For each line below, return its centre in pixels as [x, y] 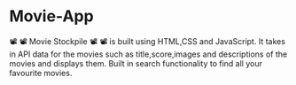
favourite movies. [41, 73]
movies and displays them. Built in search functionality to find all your [136, 63]
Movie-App [52, 16]
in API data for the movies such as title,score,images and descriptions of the [148, 54]
